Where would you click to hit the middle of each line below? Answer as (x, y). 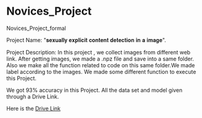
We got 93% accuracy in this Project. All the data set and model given (94, 90)
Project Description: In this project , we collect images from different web (99, 52)
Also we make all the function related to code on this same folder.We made (101, 65)
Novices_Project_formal (36, 28)
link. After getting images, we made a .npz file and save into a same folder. (100, 59)
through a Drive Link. (33, 97)
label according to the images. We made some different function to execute (101, 72)
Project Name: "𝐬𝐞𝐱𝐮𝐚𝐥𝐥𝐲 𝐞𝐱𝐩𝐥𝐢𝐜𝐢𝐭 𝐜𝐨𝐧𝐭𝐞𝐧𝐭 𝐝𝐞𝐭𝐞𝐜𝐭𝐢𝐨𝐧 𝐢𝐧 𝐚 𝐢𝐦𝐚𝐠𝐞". (86, 40)
